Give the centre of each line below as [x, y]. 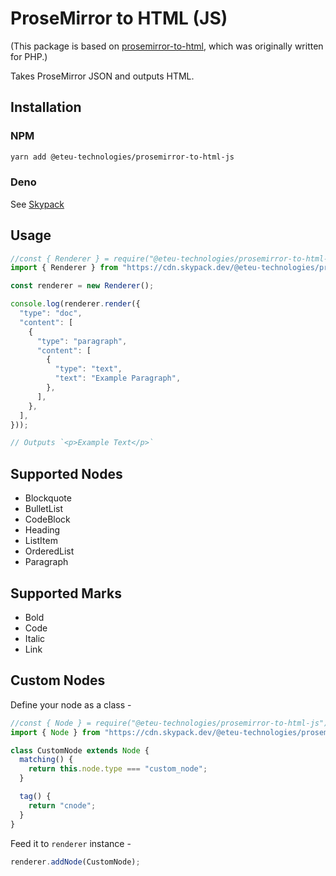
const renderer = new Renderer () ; [82, 286]
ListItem [41, 541]
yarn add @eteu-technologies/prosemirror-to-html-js [122, 157]
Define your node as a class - [71, 704]
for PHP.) [29, 56]
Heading [42, 530]
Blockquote [48, 498]
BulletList [44, 509]
